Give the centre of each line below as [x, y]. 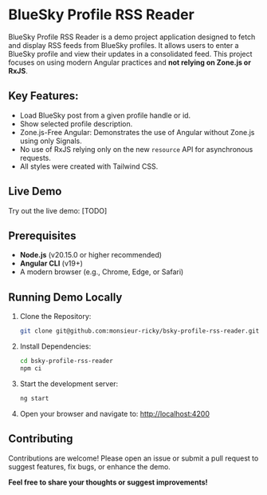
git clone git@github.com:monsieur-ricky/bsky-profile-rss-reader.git [139, 331]
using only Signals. [51, 141]
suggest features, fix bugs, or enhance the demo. [90, 466]
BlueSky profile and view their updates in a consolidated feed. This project [130, 54]
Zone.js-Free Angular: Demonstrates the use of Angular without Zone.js [137, 132]
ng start [34, 398]
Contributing [41, 439]
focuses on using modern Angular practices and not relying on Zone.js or [130, 62]
